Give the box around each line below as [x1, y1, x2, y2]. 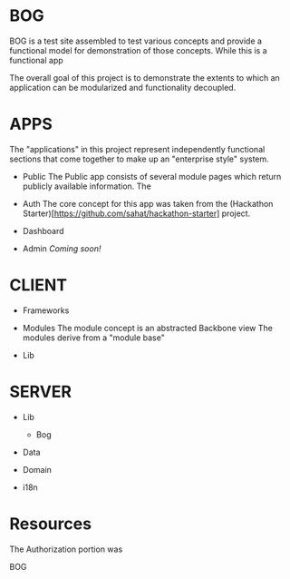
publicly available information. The [22, 181, 151, 191]
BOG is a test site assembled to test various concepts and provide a [9, 35, 263, 46]
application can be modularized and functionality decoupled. [9, 82, 237, 93]
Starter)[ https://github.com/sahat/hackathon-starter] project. [22, 208, 251, 219]
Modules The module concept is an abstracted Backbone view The [22, 322, 274, 333]
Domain [22, 464, 53, 475]
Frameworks [22, 305, 70, 316]
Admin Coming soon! [22, 242, 101, 254]
